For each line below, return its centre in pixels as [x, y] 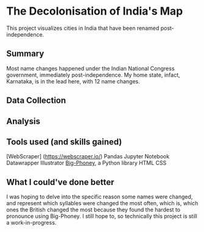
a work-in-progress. [31, 223]
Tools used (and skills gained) [64, 142]
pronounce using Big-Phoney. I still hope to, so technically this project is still [102, 216]
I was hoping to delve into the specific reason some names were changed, [100, 197]
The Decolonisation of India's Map [95, 11]
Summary [25, 54]
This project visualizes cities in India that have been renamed [83, 28]
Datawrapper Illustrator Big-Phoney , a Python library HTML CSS [86, 163]
